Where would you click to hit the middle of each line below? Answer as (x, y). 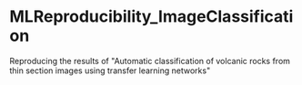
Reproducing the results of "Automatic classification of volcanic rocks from (150, 61)
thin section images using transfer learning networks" (110, 71)
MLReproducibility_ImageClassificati (151, 17)
